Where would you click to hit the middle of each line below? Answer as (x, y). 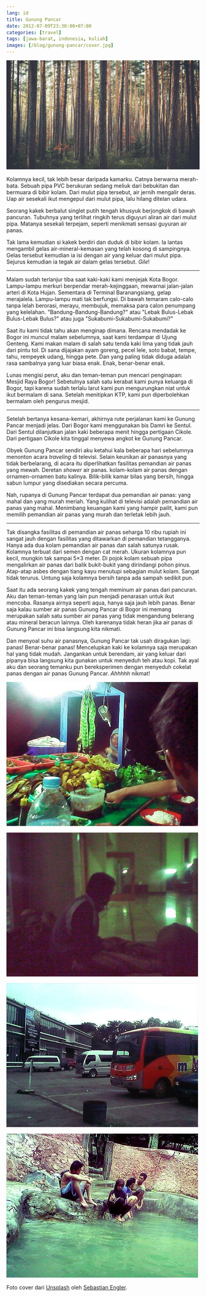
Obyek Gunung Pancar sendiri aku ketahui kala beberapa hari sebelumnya (100, 450)
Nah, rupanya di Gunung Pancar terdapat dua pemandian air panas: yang (99, 495)
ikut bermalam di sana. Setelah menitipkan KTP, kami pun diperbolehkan (98, 394)
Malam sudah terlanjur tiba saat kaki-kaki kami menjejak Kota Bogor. (93, 279)
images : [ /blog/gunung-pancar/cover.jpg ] (60, 45)
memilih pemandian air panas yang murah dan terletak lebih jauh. (89, 514)
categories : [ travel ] (34, 33)
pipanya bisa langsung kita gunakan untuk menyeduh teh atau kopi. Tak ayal (103, 660)
